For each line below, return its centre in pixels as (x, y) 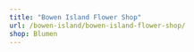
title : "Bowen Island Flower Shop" (76, 17)
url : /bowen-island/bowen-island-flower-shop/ (97, 26)
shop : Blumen (34, 33)
